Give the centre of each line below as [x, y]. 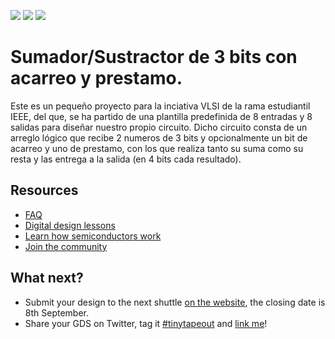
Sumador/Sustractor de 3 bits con [154, 57]
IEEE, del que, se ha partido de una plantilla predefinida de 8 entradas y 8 [161, 116]
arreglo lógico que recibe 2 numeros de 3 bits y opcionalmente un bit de [159, 137]
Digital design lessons [70, 225]
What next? [47, 278]
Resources [44, 190]
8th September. [57, 312]
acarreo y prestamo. [96, 78]
